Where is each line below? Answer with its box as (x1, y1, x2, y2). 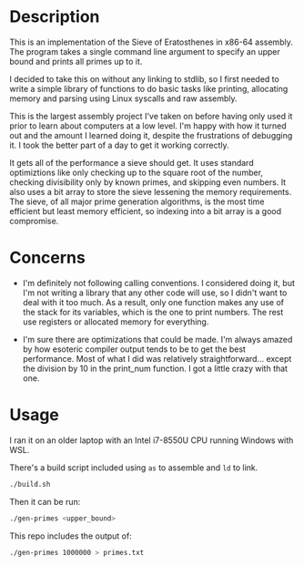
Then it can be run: (9, 496, 81, 507)
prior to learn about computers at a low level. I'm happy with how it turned (9, 120, 287, 131)
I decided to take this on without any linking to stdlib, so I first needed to (9, 73, 279, 84)
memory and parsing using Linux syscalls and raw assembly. (9, 93, 238, 104)
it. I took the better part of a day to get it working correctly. (9, 139, 229, 150)
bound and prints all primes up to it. (9, 56, 143, 67)
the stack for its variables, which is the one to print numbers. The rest (22, 306, 284, 317)
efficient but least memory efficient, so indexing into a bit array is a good (9, 205, 282, 216)
